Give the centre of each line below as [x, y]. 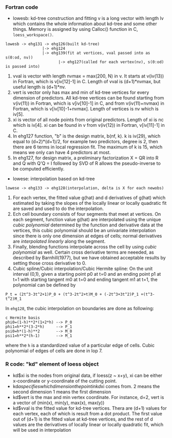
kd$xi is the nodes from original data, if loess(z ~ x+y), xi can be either [88, 375]
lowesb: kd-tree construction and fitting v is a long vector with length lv [88, 18]
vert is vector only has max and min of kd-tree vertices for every [81, 92]
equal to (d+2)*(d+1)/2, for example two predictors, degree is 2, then [85, 142]
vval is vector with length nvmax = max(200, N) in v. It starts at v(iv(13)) [88, 76]
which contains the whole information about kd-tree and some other [85, 24]
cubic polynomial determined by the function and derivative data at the [88, 225]
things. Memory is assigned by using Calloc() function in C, [75, 29]
